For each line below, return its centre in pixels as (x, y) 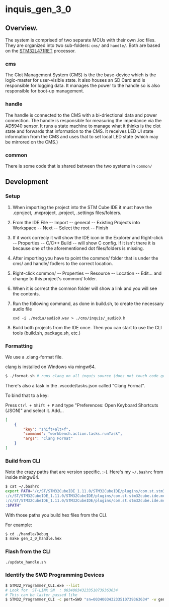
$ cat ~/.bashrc (22, 487)
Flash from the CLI (28, 551)
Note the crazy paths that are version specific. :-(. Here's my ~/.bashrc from (84, 472)
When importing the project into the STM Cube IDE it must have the (82, 207)
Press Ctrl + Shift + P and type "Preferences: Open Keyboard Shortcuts (82, 405)
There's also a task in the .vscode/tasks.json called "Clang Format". (75, 385)
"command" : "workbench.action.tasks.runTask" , (73, 434)
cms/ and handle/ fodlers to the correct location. (63, 263)
